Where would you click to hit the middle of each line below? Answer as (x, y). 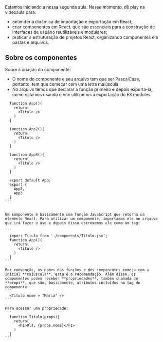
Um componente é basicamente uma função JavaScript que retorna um (75, 214)
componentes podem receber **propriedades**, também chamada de (72, 278)
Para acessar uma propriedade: (37, 308)
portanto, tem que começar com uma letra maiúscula (65, 84)
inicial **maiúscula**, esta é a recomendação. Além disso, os (71, 274)
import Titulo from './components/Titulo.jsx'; (59, 236)
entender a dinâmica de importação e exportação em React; (72, 22)
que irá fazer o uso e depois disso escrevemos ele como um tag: (72, 223)
